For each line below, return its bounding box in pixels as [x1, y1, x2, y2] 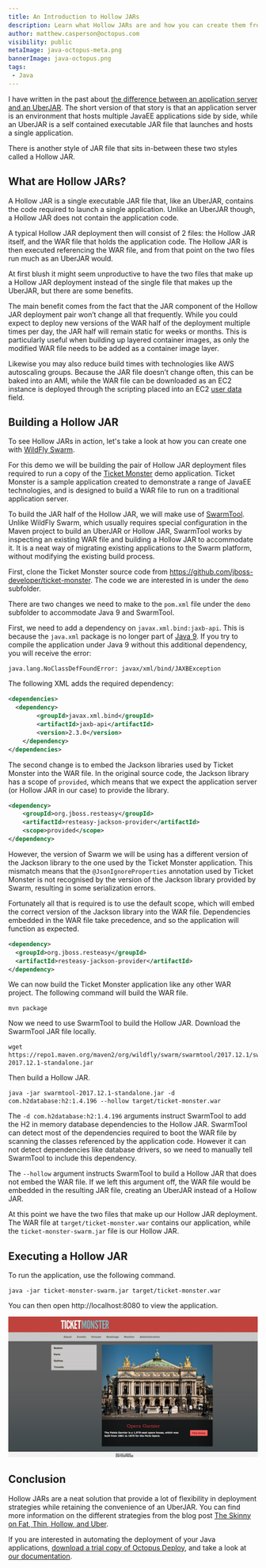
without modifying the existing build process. [8, 552, 155, 562]
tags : [8, 64, 26, 71]
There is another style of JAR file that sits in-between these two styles [8, 143, 237, 153]
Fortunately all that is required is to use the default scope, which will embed [8, 898, 255, 908]
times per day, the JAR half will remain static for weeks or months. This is [8, 326, 247, 336]
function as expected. [8, 924, 79, 933]
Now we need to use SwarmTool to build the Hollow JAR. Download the [8, 1018, 241, 1028]
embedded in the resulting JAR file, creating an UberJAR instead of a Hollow [8, 1186, 257, 1195]
